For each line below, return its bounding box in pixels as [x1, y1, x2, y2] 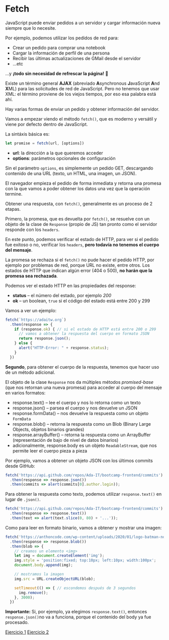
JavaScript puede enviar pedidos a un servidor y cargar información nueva [5, 20, 161, 26]
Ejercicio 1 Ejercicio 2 [5, 629, 49, 635]
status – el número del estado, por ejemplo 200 [12, 292, 112, 298]
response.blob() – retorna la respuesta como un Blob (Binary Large [12, 421, 151, 427]
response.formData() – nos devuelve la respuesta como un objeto [12, 410, 149, 416]
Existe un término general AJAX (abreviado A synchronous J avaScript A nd [5, 80, 160, 86]
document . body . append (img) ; [14, 563, 73, 568]
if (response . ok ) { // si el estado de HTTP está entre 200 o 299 [14, 326, 156, 332]
